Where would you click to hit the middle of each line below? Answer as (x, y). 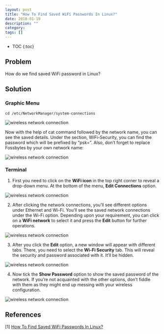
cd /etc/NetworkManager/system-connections (50, 113)
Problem (18, 62)
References (23, 315)
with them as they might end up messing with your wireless (72, 284)
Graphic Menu (22, 103)
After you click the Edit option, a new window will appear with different (84, 245)
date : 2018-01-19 (23, 19)
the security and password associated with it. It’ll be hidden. (73, 255)
